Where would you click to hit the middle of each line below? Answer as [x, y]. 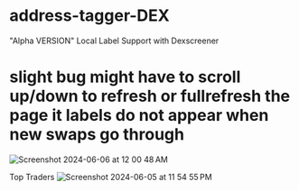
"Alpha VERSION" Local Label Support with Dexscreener [114, 41]
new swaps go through [97, 135]
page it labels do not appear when [139, 116]
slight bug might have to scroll [125, 77]
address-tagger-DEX [89, 16]
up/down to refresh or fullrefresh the [150, 96]
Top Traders [32, 177]
